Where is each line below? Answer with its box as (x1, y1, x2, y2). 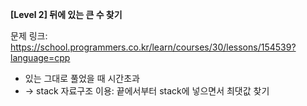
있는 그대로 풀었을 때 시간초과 (24, 73, 140, 84)
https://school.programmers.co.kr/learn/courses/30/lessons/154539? (10, 41, 297, 53)
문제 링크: (10, 30, 48, 42)
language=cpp (10, 52, 71, 63)
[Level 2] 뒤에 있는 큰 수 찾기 (10, 9, 123, 20)
